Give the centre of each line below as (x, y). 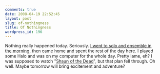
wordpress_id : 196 (24, 32)
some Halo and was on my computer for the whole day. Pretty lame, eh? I (79, 56)
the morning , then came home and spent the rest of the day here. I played (79, 51)
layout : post (18, 18)
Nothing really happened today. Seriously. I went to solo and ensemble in (78, 46)
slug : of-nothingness (27, 23)
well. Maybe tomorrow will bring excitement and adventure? (65, 66)
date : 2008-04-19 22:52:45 (32, 14)
